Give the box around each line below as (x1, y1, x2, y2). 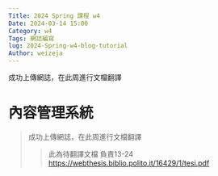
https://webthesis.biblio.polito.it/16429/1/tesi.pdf (48, 158, 210, 168)
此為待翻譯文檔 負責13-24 (48, 149, 134, 158)
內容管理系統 (8, 104, 94, 122)
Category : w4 (8, 27, 52, 35)
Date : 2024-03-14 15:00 (8, 19, 89, 27)
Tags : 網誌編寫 (8, 34, 55, 43)
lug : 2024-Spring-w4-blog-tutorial (8, 42, 128, 50)
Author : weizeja (8, 49, 63, 57)
